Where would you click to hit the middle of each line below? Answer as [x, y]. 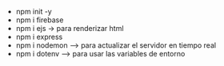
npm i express [39, 37]
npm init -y [34, 12]
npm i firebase [40, 20]
